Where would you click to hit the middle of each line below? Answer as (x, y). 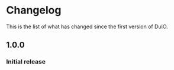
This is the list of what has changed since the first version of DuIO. (87, 26)
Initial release (26, 62)
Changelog (34, 10)
